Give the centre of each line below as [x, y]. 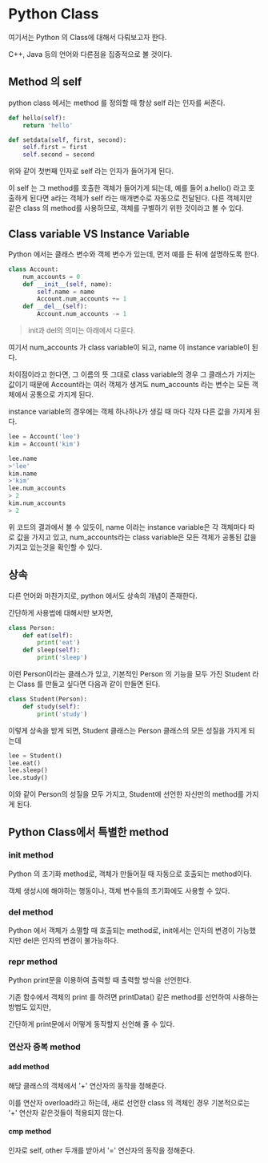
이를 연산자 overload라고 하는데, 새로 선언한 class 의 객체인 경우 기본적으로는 [129, 1102]
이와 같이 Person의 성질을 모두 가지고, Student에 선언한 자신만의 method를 [126, 794]
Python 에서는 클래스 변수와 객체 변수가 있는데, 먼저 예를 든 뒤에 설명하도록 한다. [134, 254]
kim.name [23, 474]
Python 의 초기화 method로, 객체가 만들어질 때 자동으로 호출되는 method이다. [130, 874]
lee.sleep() [28, 770]
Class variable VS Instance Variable [99, 234]
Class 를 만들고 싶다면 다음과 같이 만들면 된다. [88, 684]
